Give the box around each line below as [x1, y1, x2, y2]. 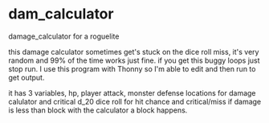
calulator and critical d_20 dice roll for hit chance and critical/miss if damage [8, 96, 262, 106]
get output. [8, 72, 45, 82]
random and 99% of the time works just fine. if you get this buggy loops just [8, 55, 260, 65]
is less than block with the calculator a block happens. [8, 105, 188, 115]
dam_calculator [8, 5, 114, 23]
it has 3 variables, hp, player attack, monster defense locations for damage [8, 88, 256, 97]
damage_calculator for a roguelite [8, 31, 120, 41]
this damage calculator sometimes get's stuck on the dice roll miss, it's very [8, 47, 259, 56]
